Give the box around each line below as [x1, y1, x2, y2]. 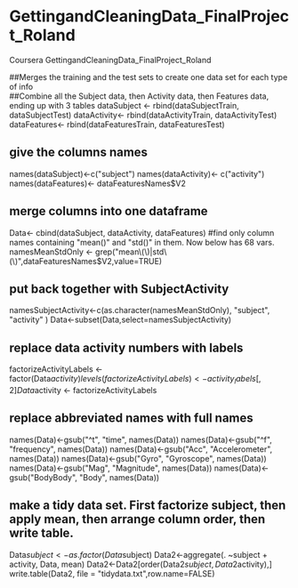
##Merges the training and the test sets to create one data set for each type [9, 71, 288, 82]
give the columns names [9, 145, 149, 160]
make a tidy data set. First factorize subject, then [9, 498, 286, 513]
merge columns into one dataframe [9, 204, 208, 219]
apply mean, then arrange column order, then [9, 511, 266, 527]
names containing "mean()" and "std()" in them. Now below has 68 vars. [9, 237, 275, 247]
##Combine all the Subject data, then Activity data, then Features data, [9, 91, 270, 101]
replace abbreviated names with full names [9, 411, 254, 426]
